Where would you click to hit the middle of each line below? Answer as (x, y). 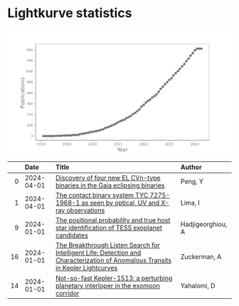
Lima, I (190, 203)
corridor (68, 293)
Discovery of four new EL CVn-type (108, 178)
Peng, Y (192, 182)
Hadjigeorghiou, (204, 224)
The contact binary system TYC (102, 195)
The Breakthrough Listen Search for (108, 245)
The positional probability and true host (113, 220)
